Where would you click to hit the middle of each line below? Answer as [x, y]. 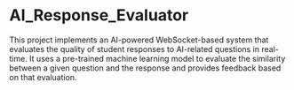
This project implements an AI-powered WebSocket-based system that [139, 40]
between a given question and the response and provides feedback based [145, 68]
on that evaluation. [43, 77]
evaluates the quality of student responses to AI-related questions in [135, 49]
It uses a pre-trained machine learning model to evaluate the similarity [158, 58]
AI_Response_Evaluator [99, 15]
